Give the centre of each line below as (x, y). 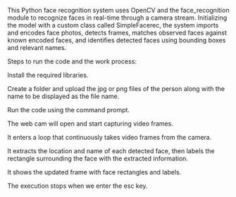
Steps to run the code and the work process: (72, 61)
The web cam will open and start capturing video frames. (91, 124)
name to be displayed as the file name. (63, 96)
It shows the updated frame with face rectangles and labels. (94, 172)
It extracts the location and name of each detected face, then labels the (111, 151)
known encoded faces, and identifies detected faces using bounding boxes (117, 40)
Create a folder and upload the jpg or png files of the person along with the (116, 89)
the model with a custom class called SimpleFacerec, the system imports (113, 25)
